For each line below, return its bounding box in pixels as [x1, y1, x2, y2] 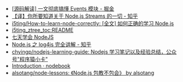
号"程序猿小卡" [11, 55, 48, 63]
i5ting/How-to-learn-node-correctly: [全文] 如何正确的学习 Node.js [11, 20, 174, 27]
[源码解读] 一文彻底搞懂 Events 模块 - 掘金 [11, 5, 115, 12]
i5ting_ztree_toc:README [11, 27, 74, 34]
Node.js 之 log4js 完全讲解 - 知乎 [11, 41, 91, 48]
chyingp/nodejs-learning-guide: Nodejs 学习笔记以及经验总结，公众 [11, 48, 177, 55]
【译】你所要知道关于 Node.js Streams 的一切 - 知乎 [11, 12, 138, 19]
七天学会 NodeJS [11, 34, 54, 40]
